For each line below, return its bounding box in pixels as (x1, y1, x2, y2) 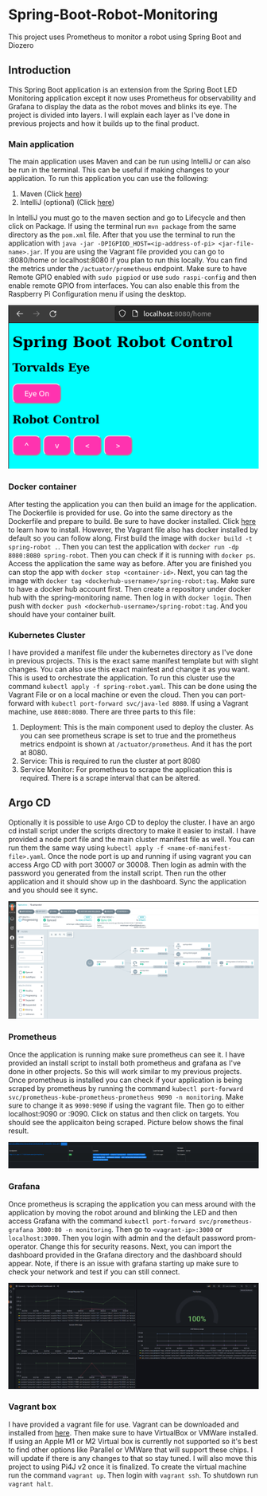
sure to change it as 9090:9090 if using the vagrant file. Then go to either (8, 1100, 245, 1110)
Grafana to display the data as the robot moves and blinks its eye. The (8, 101, 237, 111)
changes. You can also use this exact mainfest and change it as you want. (8, 664, 250, 674)
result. (8, 1126, 29, 1136)
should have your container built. (8, 609, 117, 619)
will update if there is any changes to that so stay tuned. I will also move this (8, 1453, 257, 1463)
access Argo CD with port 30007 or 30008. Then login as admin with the (8, 860, 246, 869)
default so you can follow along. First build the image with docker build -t (8, 533, 253, 543)
